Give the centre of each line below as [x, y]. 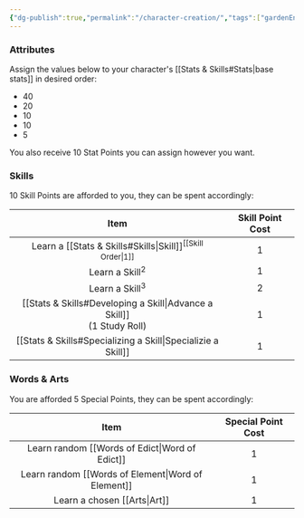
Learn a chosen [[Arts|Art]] [112, 500]
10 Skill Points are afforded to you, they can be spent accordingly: [132, 196]
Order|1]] [117, 256]
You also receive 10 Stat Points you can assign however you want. [132, 152]
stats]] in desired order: [53, 79]
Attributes [32, 49]
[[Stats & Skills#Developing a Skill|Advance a [118, 303]
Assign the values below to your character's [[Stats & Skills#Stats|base [142, 69]
